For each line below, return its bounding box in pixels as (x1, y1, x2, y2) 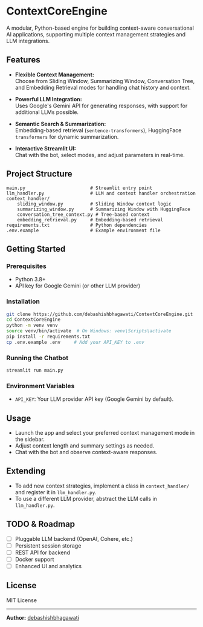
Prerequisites (6, 262, 47, 270)
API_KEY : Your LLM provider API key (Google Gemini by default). (14, 395, 174, 403)
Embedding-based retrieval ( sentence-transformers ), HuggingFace (14, 126, 182, 134)
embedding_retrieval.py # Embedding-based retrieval (17, 216, 164, 223)
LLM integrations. (6, 37, 50, 44)
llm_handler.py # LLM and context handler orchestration (6, 190, 196, 196)
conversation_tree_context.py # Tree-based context (17, 211, 150, 218)
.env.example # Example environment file (6, 227, 161, 233)
